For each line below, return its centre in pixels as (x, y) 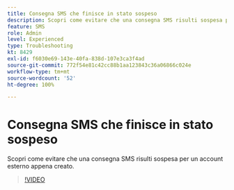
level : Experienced (36, 40)
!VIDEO (34, 180)
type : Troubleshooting (40, 46)
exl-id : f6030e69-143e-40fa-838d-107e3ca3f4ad (76, 59)
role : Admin (24, 33)
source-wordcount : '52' (42, 78)
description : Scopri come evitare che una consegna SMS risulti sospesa (115, 20)
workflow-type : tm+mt (39, 71)
